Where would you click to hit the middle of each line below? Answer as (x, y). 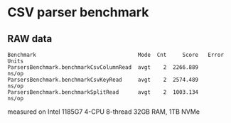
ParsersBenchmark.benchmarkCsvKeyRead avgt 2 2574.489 (103, 80)
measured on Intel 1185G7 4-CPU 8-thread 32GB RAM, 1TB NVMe (104, 112)
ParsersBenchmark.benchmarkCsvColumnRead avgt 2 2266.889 (103, 68)
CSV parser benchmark (78, 12)
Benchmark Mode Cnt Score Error (116, 55)
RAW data (30, 39)
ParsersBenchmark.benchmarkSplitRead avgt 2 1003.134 (103, 92)
